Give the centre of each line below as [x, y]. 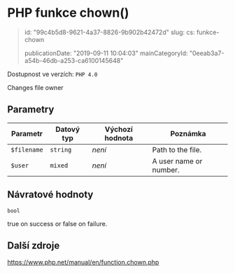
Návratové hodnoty [50, 194]
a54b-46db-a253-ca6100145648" [74, 60]
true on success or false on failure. [57, 223]
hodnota [119, 138]
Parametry [31, 110]
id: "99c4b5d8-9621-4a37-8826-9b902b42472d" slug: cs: [109, 32]
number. [166, 170]
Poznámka [188, 133]
